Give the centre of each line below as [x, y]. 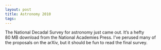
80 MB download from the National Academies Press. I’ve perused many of [80, 37]
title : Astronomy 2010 [28, 14]
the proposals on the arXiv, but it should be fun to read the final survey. [76, 43]
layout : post [18, 9]
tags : [10, 18]
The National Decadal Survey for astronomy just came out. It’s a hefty [75, 33]
